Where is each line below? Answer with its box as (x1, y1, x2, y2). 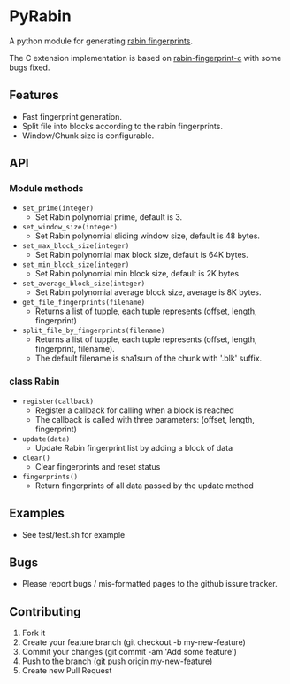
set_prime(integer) (21, 204, 95, 214)
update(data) (21, 434, 71, 444)
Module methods (9, 183, 84, 195)
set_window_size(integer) (21, 223, 118, 232)
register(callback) (21, 397, 95, 406)
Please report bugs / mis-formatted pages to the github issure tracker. (21, 579, 278, 589)
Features (9, 88, 59, 103)
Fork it (21, 627, 46, 639)
